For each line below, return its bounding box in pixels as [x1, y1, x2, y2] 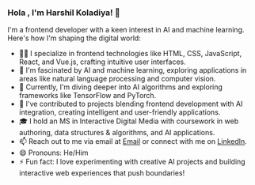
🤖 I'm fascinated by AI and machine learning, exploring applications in [18, 66, 247, 75]
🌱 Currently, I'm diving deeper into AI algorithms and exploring [18, 82, 223, 92]
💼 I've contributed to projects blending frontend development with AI [18, 99, 243, 109]
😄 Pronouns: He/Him [18, 148, 89, 157]
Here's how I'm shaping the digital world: [7, 33, 142, 43]
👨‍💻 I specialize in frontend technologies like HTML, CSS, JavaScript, [18, 49, 242, 59]
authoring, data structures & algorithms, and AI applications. [18, 128, 215, 138]
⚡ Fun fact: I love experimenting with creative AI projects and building [18, 157, 246, 167]
